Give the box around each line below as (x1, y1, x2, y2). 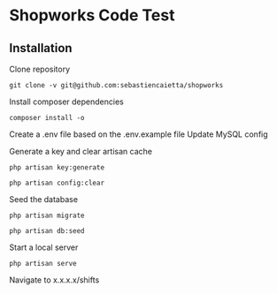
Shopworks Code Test (9, 5, 175, 26)
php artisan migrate (9, 211, 86, 220)
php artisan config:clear (9, 178, 104, 187)
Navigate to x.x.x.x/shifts (9, 275, 100, 285)
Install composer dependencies (9, 96, 124, 107)
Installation (9, 41, 73, 56)
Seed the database (9, 194, 78, 204)
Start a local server (9, 242, 79, 253)
